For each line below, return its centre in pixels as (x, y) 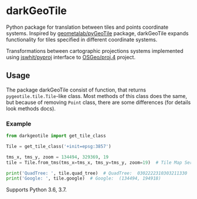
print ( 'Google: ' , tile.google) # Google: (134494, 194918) (84, 178)
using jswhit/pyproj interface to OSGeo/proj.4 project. (71, 57)
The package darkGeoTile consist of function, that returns (76, 90)
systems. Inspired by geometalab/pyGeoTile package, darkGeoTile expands (97, 33)
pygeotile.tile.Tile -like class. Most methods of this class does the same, (97, 96)
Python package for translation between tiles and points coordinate (87, 27)
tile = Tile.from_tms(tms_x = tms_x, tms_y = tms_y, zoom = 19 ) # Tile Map (94, 163)
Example (19, 123)
